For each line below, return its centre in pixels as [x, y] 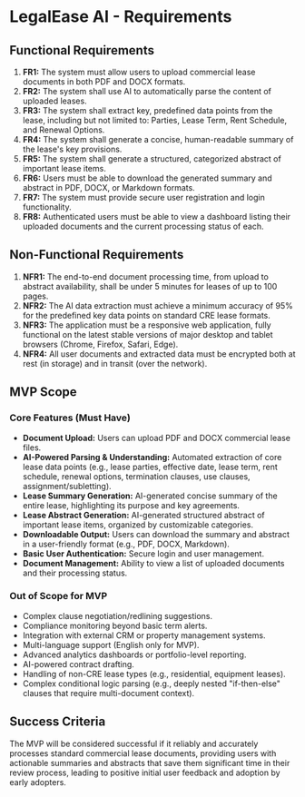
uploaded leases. [55, 101]
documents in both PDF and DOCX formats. [104, 82]
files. [32, 448]
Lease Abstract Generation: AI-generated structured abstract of [143, 515]
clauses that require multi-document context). [108, 693]
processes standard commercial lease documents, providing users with [143, 753]
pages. [35, 296]
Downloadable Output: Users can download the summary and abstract [156, 534]
